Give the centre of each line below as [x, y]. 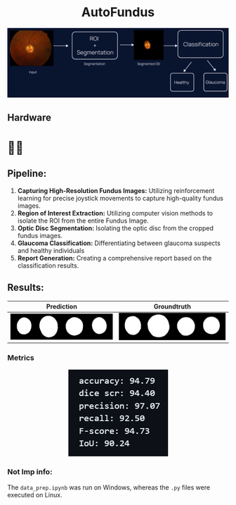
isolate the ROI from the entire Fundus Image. [83, 220]
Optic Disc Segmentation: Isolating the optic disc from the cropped [116, 228]
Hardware [29, 117]
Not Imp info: [30, 472]
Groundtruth [172, 306]
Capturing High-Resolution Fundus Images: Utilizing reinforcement [116, 190]
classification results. [48, 266]
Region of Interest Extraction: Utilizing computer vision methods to [115, 213]
